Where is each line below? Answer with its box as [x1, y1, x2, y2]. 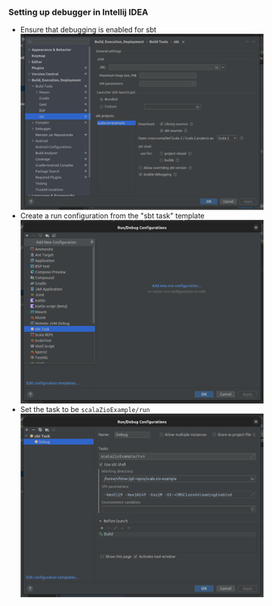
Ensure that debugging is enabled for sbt [19, 25, 157, 35]
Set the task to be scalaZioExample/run [19, 404, 151, 414]
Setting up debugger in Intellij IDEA [8, 6, 148, 18]
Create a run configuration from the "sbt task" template [19, 210, 205, 221]
